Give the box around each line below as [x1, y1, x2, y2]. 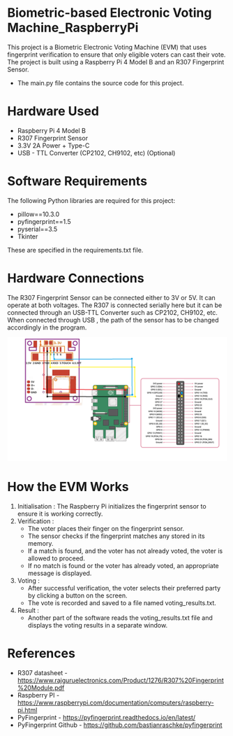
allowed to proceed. [27, 554, 85, 562]
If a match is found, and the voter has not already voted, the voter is [27, 547, 223, 555]
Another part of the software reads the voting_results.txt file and [27, 614, 213, 622]
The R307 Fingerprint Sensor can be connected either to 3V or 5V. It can [7, 293, 216, 302]
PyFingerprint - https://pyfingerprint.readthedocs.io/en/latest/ [17, 714, 196, 722]
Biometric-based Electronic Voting [7, 5, 212, 21]
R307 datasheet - [17, 669, 68, 677]
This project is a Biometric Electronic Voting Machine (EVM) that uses [7, 43, 207, 51]
